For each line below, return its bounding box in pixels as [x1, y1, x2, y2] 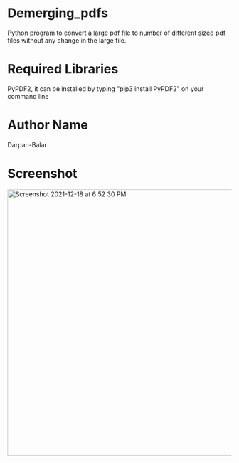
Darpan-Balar [7, 140, 48, 149]
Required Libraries [7, 61, 119, 78]
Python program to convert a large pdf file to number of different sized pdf [7, 28, 226, 37]
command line [7, 92, 49, 100]
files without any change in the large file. [7, 36, 127, 44]
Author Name [7, 117, 89, 133]
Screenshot [7, 166, 78, 181]
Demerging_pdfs [7, 5, 109, 21]
